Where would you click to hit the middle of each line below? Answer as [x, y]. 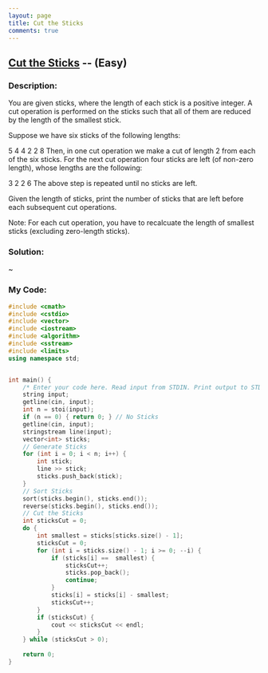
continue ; [81, 580]
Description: [33, 85]
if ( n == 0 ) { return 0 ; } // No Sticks [91, 417]
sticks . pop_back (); [97, 573]
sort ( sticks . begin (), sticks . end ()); [85, 499]
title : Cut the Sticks [46, 23]
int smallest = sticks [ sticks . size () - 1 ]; [110, 536]
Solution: [26, 251]
